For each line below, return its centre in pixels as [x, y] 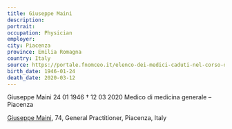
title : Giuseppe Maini [40, 13]
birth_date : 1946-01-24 [41, 71]
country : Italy [29, 59]
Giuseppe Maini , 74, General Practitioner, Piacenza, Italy [87, 118]
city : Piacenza [29, 46]
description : [26, 20]
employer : [21, 39]
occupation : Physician [40, 33]
